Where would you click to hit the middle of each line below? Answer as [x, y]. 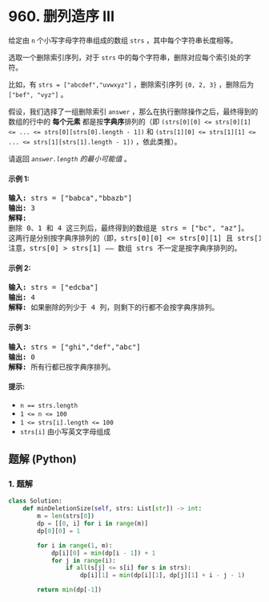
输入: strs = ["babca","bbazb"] [70, 198]
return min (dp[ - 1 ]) [70, 590]
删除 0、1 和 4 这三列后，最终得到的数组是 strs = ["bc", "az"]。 [128, 228]
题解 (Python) [43, 460]
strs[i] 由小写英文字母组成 [65, 431]
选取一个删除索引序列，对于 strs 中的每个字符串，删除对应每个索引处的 [126, 57]
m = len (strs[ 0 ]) [66, 516]
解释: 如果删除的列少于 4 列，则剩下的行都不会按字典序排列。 [114, 307]
